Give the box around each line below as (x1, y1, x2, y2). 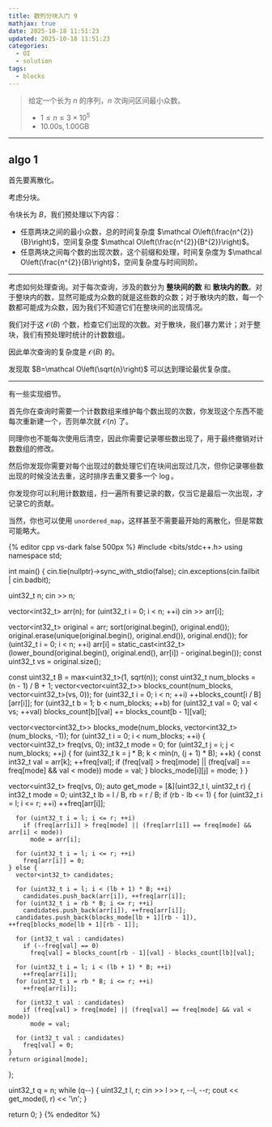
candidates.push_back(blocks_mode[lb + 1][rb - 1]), (15, 914, 198, 922)
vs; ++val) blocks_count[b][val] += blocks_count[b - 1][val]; (8, 707, 207, 717)
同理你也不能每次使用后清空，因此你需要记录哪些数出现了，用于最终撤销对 (8, 434, 257, 444)
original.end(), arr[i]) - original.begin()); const (111, 648, 262, 658)
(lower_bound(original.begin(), (8, 648, 110, 658)
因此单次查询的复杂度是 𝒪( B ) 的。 (8, 347, 120, 357)
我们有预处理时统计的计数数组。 (22, 330, 130, 340)
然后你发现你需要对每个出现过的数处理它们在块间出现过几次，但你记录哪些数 (8, 461, 264, 471)
